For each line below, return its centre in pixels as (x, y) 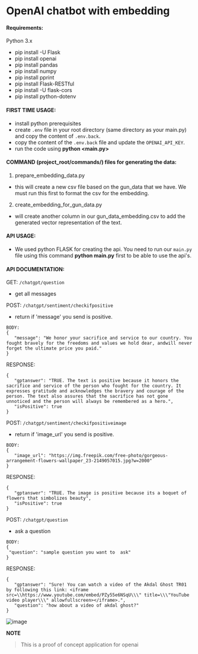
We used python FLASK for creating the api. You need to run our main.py (103, 249)
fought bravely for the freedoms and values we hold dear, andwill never (99, 343)
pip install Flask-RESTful (44, 84)
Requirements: (25, 27)
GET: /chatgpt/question (36, 282)
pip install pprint (34, 78)
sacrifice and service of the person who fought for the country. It (94, 386)
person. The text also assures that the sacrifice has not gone (87, 396)
